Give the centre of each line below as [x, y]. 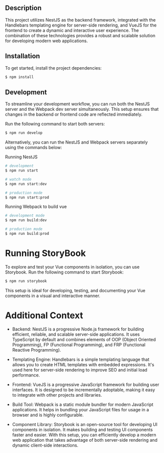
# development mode [25, 216]
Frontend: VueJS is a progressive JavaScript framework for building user [86, 384]
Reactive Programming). [36, 350]
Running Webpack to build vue [36, 207]
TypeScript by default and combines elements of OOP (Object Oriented [84, 339]
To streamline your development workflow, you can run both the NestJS [78, 104]
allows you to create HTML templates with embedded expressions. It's [83, 364]
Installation [23, 56]
